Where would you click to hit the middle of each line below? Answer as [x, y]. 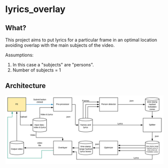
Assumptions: [19, 55]
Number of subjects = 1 [37, 70]
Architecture [26, 86]
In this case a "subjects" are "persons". [53, 65]
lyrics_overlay [35, 9]
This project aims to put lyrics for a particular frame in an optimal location [81, 40]
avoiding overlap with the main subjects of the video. [60, 45]
